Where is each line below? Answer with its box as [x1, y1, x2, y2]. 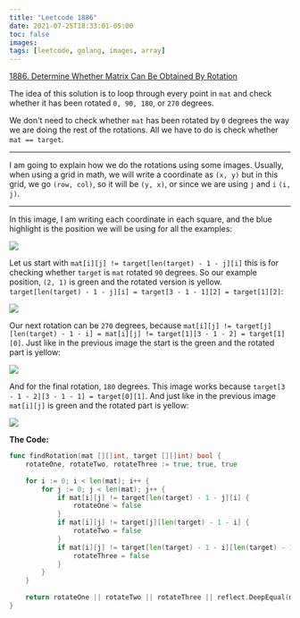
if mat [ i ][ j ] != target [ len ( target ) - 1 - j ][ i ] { [56, 493, 250, 502]
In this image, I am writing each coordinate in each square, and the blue [9, 214, 272, 224]
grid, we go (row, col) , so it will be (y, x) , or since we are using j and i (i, [9, 179, 291, 190]
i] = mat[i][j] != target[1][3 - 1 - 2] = [85, 330, 246, 339]
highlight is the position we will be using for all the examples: [9, 224, 233, 234]
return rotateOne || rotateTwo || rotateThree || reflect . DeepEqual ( [25, 593, 290, 602]
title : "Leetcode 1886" [9, 13, 98, 22]
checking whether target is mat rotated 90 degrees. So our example [9, 267, 257, 278]
